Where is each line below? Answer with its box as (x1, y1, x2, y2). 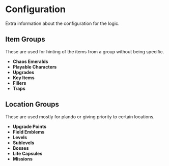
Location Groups (5, 100, 60, 109)
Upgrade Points (12, 123, 47, 129)
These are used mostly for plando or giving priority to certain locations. (5, 113, 155, 120)
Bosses (12, 145, 29, 151)
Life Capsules (12, 150, 43, 156)
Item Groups (5, 35, 46, 44)
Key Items (12, 75, 35, 81)
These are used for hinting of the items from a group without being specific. (5, 48, 164, 54)
